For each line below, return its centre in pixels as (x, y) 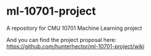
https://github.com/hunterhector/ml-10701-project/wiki (75, 46)
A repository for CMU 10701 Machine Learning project (74, 28)
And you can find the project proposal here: (61, 40)
